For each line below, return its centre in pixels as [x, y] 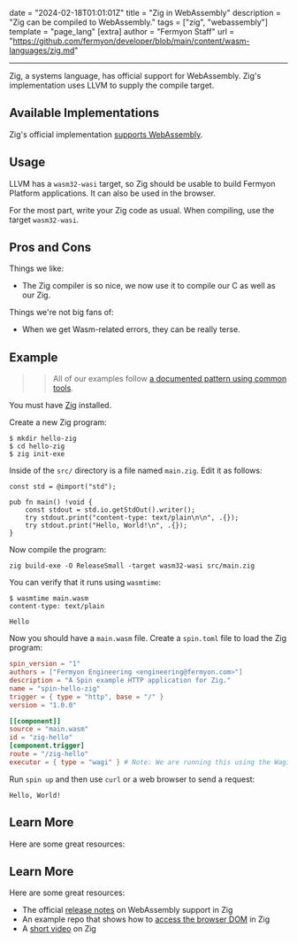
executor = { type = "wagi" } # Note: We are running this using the [140, 762]
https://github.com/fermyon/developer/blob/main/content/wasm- [131, 41]
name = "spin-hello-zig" [55, 688]
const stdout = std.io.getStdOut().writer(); [110, 510]
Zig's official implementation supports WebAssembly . [106, 134]
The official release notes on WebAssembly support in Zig [127, 910]
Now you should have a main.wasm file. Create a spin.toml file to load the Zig [148, 638]
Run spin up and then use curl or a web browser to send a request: [132, 779]
